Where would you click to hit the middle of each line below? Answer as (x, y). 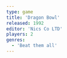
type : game (20, 12)
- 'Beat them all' (35, 46)
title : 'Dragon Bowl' (33, 18)
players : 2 (20, 34)
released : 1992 (25, 23)
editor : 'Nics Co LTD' (34, 29)
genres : (16, 40)
